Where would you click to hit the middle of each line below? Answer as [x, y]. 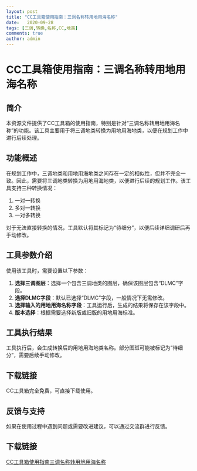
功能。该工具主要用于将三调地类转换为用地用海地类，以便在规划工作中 [103, 130]
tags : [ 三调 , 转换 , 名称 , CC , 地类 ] [42, 28]
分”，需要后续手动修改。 [36, 355]
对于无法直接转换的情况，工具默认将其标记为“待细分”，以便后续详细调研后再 [98, 227]
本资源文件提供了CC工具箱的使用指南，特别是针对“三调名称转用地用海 [91, 123]
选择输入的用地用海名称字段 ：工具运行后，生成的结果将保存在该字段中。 [102, 305]
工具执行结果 [29, 333]
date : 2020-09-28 [30, 22]
